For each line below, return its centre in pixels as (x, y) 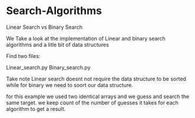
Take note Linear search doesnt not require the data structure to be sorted (96, 79)
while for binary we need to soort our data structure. (70, 85)
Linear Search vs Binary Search (44, 27)
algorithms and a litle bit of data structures (57, 45)
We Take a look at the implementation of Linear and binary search (86, 38)
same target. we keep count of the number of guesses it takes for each (92, 102)
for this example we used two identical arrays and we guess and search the (98, 96)
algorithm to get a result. (36, 109)
